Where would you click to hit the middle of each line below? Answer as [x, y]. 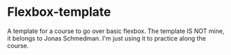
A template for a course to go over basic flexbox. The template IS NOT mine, [116, 31]
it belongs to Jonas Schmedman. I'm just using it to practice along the [107, 38]
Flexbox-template [59, 12]
